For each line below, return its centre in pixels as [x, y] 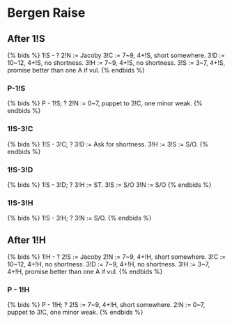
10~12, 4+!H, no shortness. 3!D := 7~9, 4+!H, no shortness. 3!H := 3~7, [109, 264]
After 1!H [27, 240]
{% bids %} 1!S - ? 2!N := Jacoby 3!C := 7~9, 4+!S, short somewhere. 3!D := [116, 55]
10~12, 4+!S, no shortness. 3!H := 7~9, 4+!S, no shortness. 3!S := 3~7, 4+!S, [116, 63]
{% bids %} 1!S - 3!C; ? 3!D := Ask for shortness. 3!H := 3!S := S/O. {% [108, 144]
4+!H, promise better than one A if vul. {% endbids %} [85, 271]
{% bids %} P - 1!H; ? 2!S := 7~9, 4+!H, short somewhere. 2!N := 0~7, [106, 305]
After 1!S [26, 39]
